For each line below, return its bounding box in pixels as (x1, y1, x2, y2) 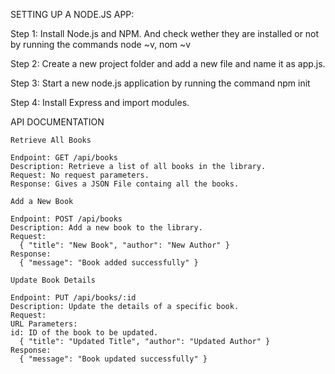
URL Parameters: (10, 319, 78, 329)
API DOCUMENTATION (10, 116, 105, 128)
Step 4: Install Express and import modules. (10, 97, 190, 108)
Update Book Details (10, 275, 97, 285)
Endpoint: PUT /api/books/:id (10, 293, 137, 303)
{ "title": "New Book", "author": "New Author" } (19, 240, 230, 250)
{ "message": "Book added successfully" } (19, 258, 199, 268)
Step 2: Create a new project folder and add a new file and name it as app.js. (10, 58, 326, 69)
